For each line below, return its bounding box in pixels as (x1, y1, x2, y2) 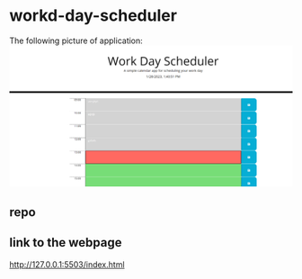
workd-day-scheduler (9, 5, 178, 26)
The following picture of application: (9, 35, 144, 46)
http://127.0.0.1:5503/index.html (9, 258, 125, 270)
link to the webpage (9, 235, 122, 250)
